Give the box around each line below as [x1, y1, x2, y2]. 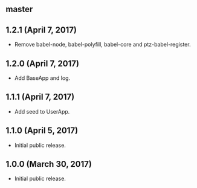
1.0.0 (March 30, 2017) [5, 159, 92, 169]
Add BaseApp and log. [14, 74, 71, 82]
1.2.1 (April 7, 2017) [5, 25, 77, 35]
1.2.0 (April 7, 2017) [5, 58, 80, 68]
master [5, 4, 33, 15]
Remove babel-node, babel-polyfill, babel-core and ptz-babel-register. [14, 41, 191, 48]
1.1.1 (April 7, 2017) [5, 92, 75, 102]
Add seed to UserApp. [14, 108, 70, 115]
